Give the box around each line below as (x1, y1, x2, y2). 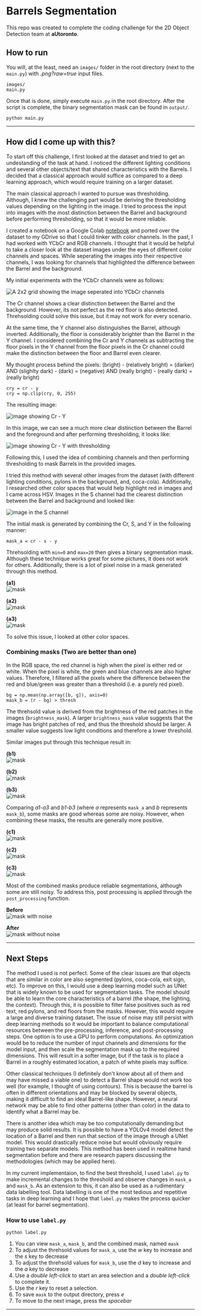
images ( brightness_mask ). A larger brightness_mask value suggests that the (6, 714, 193, 721)
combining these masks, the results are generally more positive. (6, 816, 164, 823)
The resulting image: (6, 401, 57, 408)
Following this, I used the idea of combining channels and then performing (6, 453, 190, 461)
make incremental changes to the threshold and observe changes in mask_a (6, 1175, 191, 1183)
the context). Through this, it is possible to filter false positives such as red (6, 1001, 190, 1008)
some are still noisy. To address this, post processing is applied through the (6, 888, 193, 895)
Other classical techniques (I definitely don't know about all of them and (6, 1070, 184, 1077)
